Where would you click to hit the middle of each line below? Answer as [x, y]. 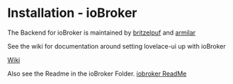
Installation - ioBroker [72, 13]
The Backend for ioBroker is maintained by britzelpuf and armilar [102, 32]
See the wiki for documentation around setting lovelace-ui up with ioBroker [117, 46]
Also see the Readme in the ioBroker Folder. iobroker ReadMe [97, 73]
